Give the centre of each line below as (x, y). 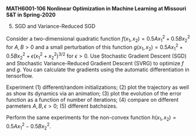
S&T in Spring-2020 (31, 15)
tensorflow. (20, 76)
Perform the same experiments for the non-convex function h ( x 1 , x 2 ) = (91, 118)
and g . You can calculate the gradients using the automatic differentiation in (98, 69)
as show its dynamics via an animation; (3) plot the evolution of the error (94, 94)
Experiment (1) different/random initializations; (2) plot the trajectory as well (98, 87)
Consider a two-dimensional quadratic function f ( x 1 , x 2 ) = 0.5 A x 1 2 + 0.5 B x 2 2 (98, 39)
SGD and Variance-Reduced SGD (55, 26)
